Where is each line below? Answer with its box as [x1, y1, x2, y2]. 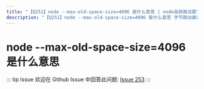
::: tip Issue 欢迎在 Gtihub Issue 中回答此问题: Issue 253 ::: [6, 76, 151, 83]
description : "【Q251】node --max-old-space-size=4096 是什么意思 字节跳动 [6, 14, 192, 20]
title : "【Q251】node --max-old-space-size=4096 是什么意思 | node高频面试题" [6, 8, 199, 15]
